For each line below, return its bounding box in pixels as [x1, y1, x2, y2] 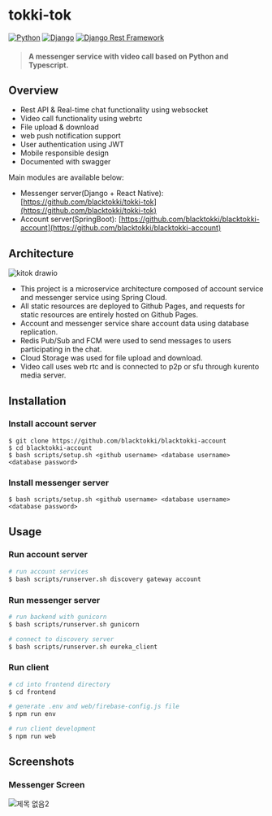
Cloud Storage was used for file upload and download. [19, 353, 203, 363]
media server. [19, 370, 67, 380]
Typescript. [28, 59, 69, 70]
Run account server [8, 549, 88, 561]
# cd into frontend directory [8, 680, 111, 688]
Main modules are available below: [8, 172, 124, 182]
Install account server [8, 418, 97, 430]
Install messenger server [8, 477, 110, 488]
